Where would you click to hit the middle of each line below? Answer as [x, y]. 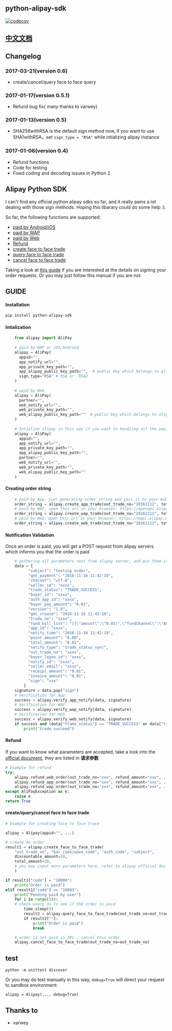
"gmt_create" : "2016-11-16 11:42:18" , [69, 614]
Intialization [18, 327]
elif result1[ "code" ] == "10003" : [42, 890]
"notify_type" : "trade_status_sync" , [68, 647]
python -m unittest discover [36, 970]
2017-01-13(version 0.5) [36, 120]
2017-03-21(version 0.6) [36, 71]
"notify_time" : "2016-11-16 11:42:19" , [71, 633]
